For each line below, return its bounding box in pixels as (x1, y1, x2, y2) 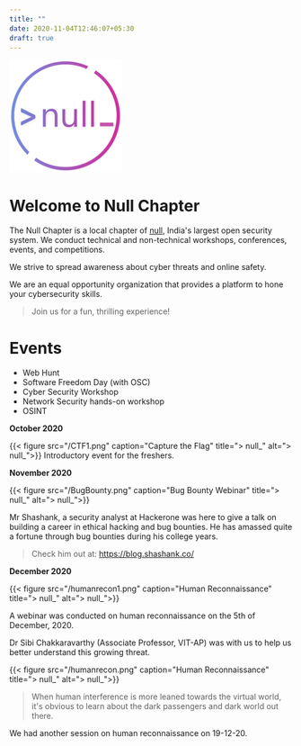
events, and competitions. (9, 244, 105, 256)
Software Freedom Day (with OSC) (22, 377, 151, 388)
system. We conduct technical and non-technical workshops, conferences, (9, 235, 288, 246)
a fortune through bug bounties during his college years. (9, 531, 218, 542)
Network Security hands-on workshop (22, 396, 164, 407)
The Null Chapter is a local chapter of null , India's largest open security (9, 225, 272, 236)
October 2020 (9, 423, 64, 434)
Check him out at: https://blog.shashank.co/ (31, 549, 195, 560)
